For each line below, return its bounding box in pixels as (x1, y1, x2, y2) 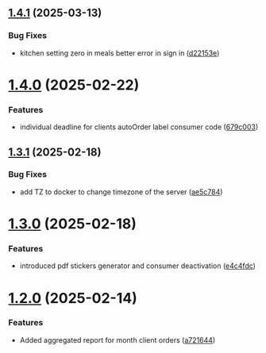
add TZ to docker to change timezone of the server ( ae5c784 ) (19, 186, 223, 197)
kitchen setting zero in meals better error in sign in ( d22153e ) (19, 48, 220, 58)
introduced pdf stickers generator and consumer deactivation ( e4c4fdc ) (19, 261, 256, 271)
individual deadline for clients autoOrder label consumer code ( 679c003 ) (19, 122, 259, 132)
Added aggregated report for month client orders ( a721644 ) (19, 335, 216, 344)
